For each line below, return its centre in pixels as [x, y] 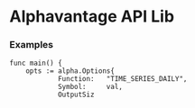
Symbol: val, [90, 87]
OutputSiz [76, 95]
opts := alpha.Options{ [70, 71]
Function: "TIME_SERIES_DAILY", [122, 79]
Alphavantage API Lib [92, 17]
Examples [32, 45]
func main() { [36, 63]
